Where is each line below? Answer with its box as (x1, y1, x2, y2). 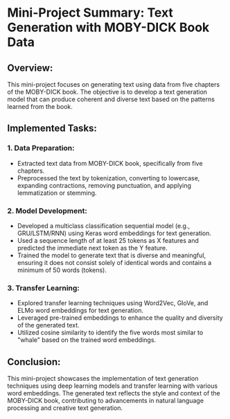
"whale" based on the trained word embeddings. (17, 336, 157, 344)
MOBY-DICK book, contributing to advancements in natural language (7, 397, 204, 405)
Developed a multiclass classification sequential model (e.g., (17, 221, 191, 230)
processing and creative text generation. (7, 404, 123, 412)
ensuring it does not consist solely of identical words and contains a (17, 258, 212, 266)
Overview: (7, 62, 53, 74)
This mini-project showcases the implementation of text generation (7, 375, 199, 383)
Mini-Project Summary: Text (7, 5, 173, 21)
